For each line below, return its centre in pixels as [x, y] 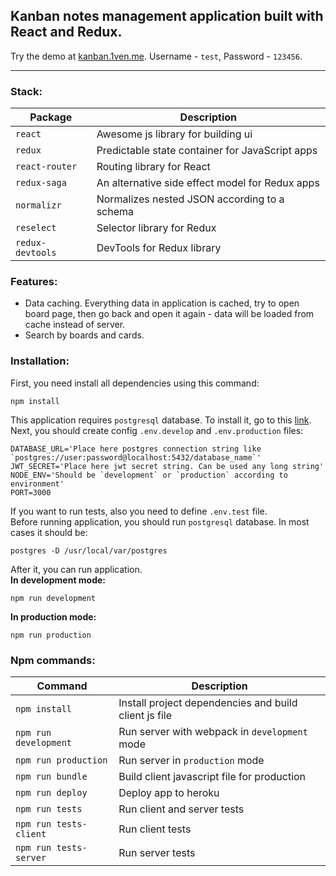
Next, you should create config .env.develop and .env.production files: [157, 430]
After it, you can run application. [76, 569]
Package [51, 117]
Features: [34, 282]
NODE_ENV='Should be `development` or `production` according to [149, 475]
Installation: [40, 361]
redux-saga [41, 183]
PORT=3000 [31, 492]
